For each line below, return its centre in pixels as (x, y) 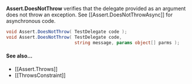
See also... (19, 56)
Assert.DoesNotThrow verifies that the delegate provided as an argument (96, 9)
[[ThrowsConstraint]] (40, 75)
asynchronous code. (31, 21)
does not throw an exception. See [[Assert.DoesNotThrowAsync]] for (90, 15)
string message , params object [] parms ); (127, 43)
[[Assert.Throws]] (36, 69)
